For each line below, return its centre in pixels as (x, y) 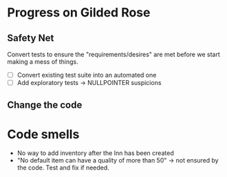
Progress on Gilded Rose (79, 13)
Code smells (43, 134)
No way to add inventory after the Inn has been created (95, 153)
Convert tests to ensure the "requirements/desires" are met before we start (113, 54)
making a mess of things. (43, 62)
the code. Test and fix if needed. (63, 168)
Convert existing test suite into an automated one (87, 75)
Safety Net (31, 38)
